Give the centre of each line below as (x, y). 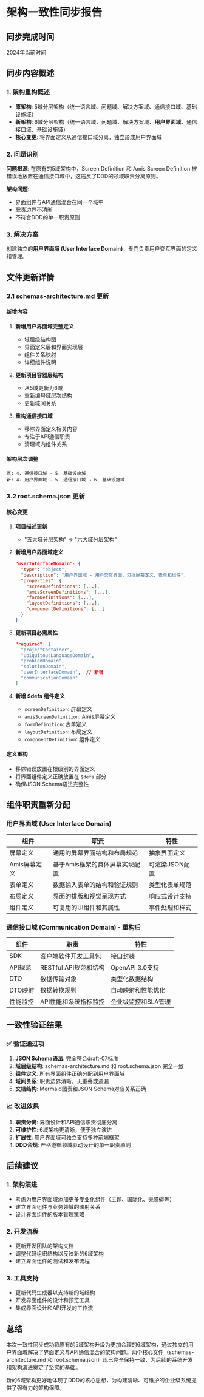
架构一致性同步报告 (54, 12)
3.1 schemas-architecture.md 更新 (58, 296)
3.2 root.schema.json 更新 (46, 496)
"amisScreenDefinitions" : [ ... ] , (69, 592)
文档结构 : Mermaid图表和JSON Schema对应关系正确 (80, 1089)
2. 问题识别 (22, 154)
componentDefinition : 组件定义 (62, 739)
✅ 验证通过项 (25, 1044)
